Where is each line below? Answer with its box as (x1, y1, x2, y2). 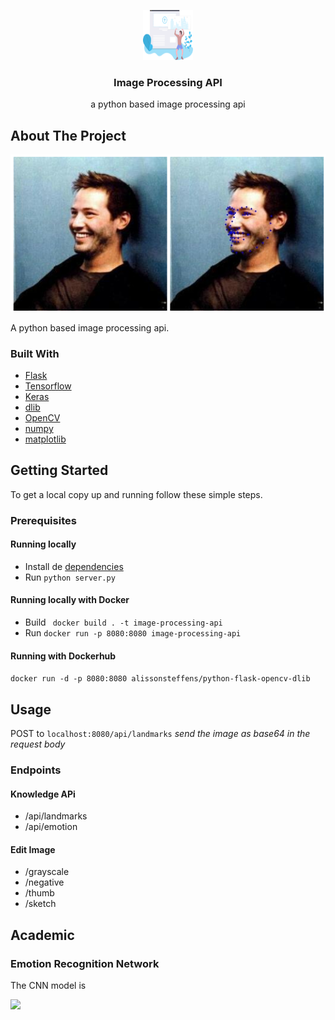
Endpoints (10, 763, 62, 777)
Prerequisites (10, 513, 77, 527)
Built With (10, 346, 60, 360)
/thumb (24, 887, 55, 899)
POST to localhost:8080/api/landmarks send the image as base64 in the (10, 728, 311, 740)
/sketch (24, 898, 57, 910)
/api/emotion (24, 821, 78, 833)
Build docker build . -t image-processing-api (24, 616, 223, 629)
